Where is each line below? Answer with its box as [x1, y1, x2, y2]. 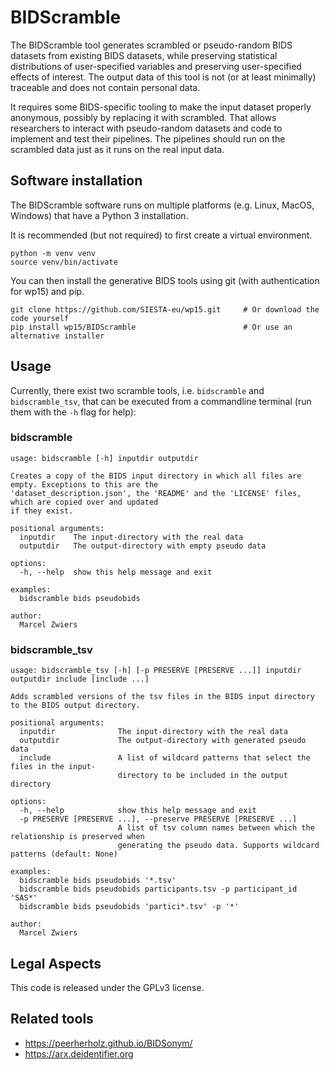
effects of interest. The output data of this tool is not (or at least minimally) [10, 71, 317, 83]
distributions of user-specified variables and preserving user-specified [10, 60, 302, 72]
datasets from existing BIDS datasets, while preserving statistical [10, 49, 278, 61]
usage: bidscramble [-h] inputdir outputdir [10, 453, 199, 463]
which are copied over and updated [10, 497, 159, 507]
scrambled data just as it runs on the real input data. [10, 143, 225, 155]
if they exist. [10, 506, 74, 516]
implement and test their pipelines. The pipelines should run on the [10, 132, 286, 145]
